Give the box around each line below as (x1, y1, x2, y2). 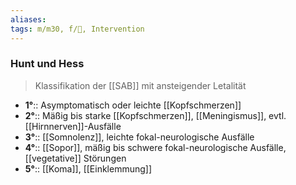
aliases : (10, 14, 47, 25)
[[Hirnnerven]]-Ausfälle (24, 120, 122, 132)
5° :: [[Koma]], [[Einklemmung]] (24, 162, 153, 175)
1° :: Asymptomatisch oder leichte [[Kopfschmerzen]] (24, 99, 242, 111)
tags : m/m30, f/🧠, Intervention (10, 24, 145, 34)
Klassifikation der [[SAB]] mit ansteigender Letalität (34, 79, 247, 91)
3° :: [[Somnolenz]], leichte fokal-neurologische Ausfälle (24, 131, 255, 143)
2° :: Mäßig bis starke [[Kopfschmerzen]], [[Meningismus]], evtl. (24, 109, 287, 121)
